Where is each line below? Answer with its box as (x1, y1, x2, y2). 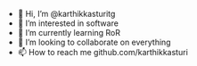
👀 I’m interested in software (17, 18, 119, 29)
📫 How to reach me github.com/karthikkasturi (17, 47, 189, 57)
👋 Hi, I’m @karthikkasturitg (17, 9, 116, 19)
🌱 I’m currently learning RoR (17, 28, 121, 37)
